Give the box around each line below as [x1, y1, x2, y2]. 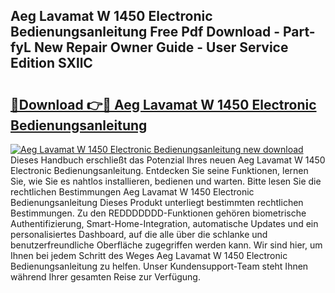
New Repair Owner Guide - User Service [33, 39, 289, 56]
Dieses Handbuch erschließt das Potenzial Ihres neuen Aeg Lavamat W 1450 [10, 154, 326, 166]
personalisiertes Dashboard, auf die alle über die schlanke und [10, 229, 268, 240]
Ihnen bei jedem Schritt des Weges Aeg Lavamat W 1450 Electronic [10, 250, 288, 261]
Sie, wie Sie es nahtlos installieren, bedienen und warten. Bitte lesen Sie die [10, 175, 322, 187]
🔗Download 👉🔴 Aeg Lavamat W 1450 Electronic [10, 96, 317, 113]
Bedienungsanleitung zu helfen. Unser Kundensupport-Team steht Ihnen [10, 260, 309, 272]
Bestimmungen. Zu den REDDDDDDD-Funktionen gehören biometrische [10, 207, 307, 219]
